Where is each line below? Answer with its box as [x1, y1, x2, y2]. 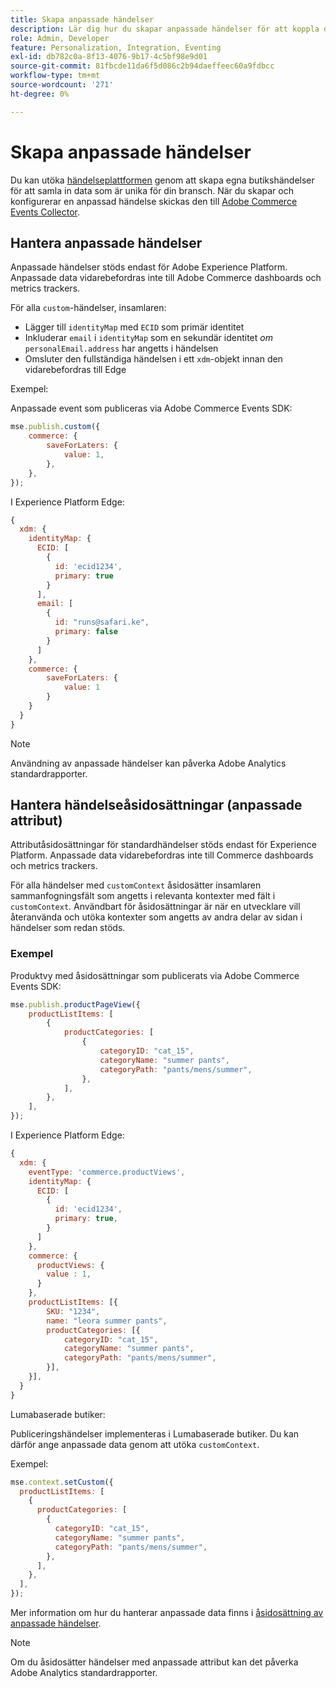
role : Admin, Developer [10, 33, 110, 43]
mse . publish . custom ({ [10, 422, 101, 432]
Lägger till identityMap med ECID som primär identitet [24, 321, 245, 333]
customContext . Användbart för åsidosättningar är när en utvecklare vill [10, 901, 301, 913]
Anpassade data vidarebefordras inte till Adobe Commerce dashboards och [10, 272, 322, 284]
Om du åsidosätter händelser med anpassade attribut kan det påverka [10, 1656, 299, 1668]
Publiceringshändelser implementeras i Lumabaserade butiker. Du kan [10, 1427, 300, 1440]
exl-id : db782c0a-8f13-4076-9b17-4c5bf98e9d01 [10, 52, 208, 62]
